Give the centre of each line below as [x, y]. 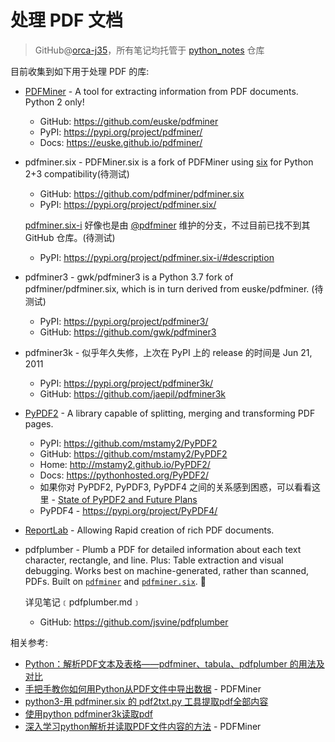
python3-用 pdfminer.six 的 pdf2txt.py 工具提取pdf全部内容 [146, 701]
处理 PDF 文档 [67, 20]
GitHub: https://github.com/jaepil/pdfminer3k [133, 393]
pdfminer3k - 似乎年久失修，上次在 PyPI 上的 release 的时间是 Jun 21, [168, 352]
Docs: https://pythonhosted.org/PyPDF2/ [124, 475]
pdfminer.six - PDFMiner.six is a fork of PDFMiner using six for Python [169, 162]
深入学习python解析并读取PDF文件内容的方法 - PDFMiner [143, 726]
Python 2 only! [54, 102]
